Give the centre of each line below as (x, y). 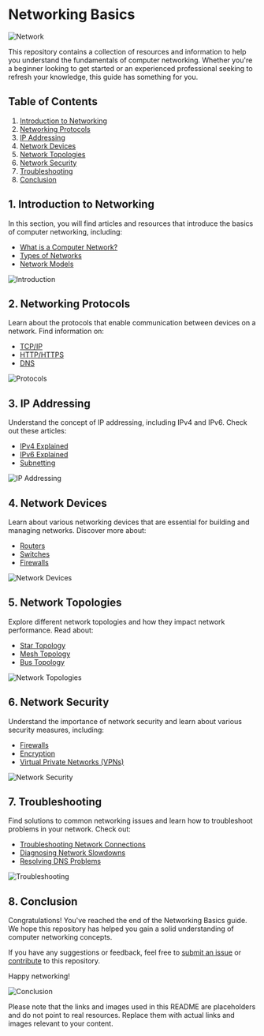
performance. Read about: (51, 630)
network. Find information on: (56, 331)
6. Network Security (59, 702)
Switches (34, 554)
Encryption (37, 753)
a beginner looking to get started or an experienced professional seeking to (131, 68)
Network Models (46, 264)
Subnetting (37, 463)
